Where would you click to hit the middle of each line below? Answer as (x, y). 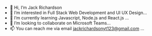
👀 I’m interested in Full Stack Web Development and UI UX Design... (78, 13)
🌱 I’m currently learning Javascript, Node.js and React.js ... (69, 18)
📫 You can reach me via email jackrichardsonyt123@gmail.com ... (77, 28)
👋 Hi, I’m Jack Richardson (36, 8)
